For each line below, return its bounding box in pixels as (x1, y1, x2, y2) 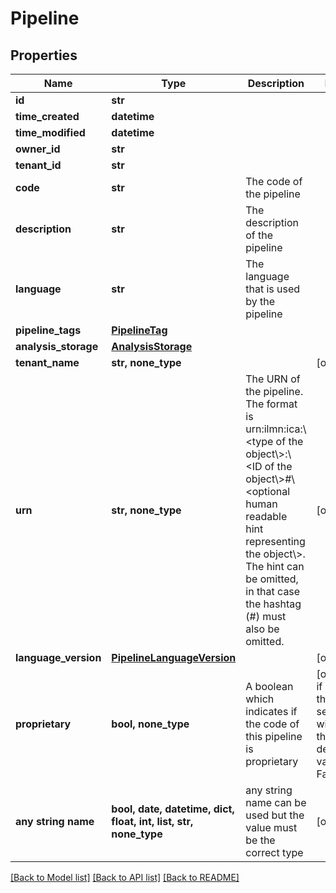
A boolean (245, 680, 294, 693)
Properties (10, 47, 78, 64)
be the (245, 833, 276, 847)
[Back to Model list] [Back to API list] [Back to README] (10, 872, 240, 883)
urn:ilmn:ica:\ (245, 422, 307, 436)
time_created (15, 110, 80, 123)
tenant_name (15, 356, 80, 369)
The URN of (245, 372, 301, 386)
